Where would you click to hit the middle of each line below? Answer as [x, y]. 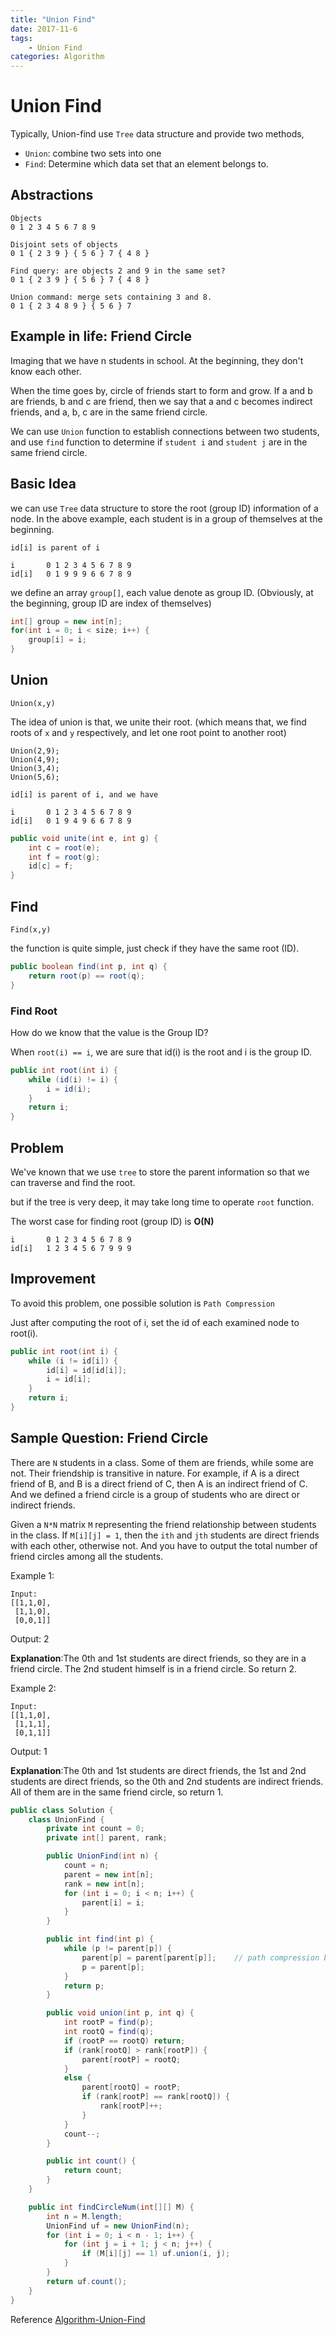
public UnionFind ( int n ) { [102, 1856]
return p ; [84, 1986]
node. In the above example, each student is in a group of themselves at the [166, 518]
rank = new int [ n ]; [104, 1884]
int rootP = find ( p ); [109, 2022]
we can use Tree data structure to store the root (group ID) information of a [164, 508]
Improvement [53, 1279]
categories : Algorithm [57, 57]
